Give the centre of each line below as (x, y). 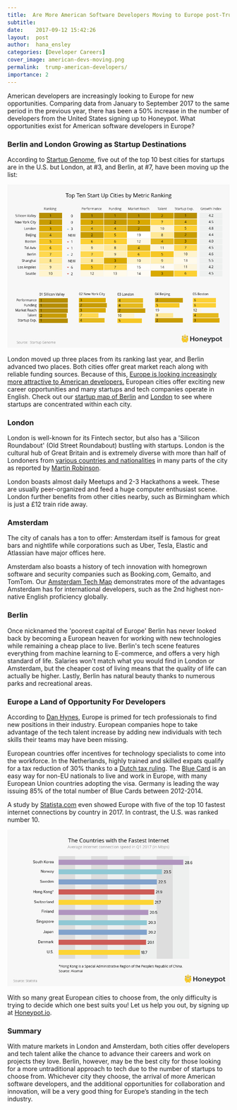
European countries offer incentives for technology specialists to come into (116, 753)
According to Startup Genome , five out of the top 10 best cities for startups (116, 159)
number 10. (24, 819)
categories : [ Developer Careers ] (56, 52)
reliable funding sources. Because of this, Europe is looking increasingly (112, 374)
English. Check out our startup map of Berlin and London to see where (110, 396)
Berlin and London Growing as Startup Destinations (97, 144)
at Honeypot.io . (30, 1012)
